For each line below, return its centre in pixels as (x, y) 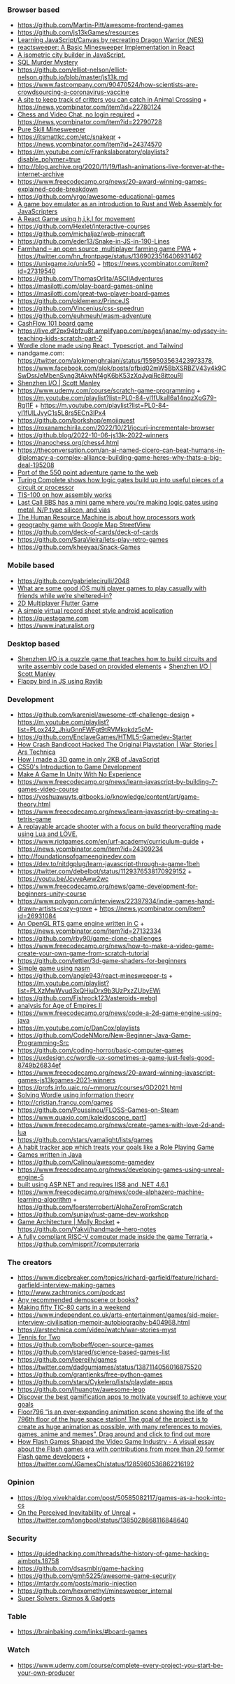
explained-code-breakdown (58, 189)
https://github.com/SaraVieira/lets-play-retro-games (93, 540)
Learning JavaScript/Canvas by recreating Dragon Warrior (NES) (111, 40)
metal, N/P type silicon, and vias (64, 510)
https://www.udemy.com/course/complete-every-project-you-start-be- (120, 1665)
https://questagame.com (53, 618)
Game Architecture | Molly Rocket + (69, 1222)
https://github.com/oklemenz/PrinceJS (73, 301)
